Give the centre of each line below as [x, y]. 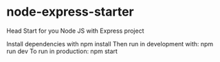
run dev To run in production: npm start [62, 51]
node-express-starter [70, 12]
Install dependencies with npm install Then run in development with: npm [110, 44]
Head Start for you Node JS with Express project [76, 31]
